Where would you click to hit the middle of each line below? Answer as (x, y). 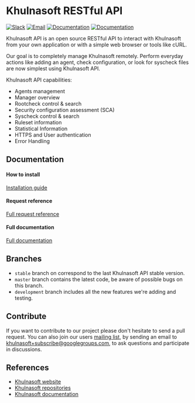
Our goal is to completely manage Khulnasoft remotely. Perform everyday (95, 56)
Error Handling (32, 141)
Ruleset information (38, 122)
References (28, 368)
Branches (24, 259)
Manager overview (37, 97)
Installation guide (27, 187)
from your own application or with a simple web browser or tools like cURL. (97, 45)
